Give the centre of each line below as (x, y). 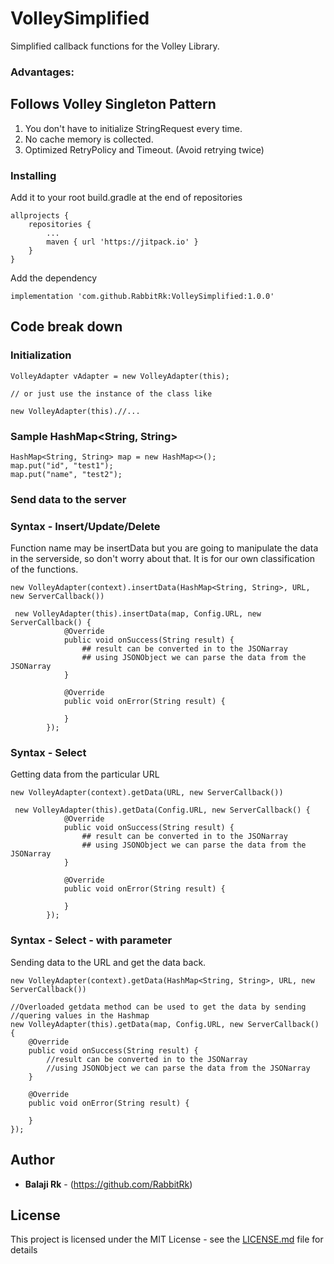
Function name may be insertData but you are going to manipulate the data (164, 548)
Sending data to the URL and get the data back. (108, 962)
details (24, 1250)
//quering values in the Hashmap (80, 1015)
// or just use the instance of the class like (111, 393)
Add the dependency (54, 278)
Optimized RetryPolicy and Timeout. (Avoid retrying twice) (144, 149)
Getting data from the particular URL (85, 774)
